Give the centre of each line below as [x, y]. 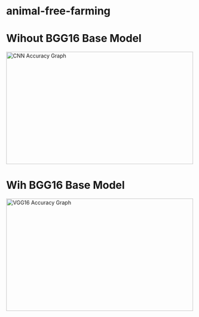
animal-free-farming [58, 11]
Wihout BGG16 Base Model [74, 39]
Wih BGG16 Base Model [66, 185]
